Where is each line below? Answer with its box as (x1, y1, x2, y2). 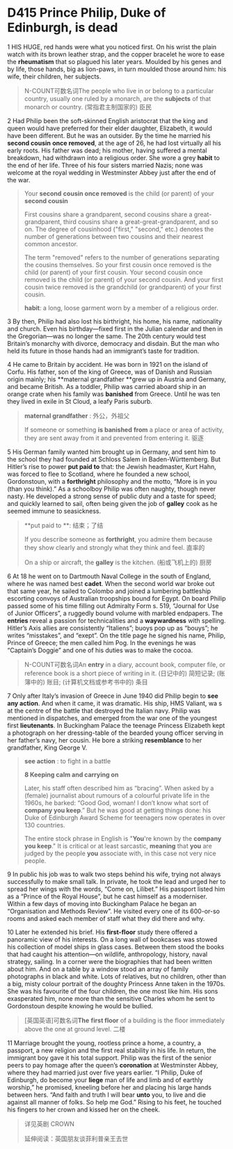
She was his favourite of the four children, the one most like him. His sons (7, 987, 218, 995)
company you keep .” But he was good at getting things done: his (24, 806, 211, 814)
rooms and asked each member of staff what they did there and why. (7, 914, 205, 923)
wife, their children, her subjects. (7, 72, 102, 81)
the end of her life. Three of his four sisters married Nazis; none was (7, 161, 203, 169)
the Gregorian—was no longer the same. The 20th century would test (7, 332, 207, 340)
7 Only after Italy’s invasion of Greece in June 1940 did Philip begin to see (7, 691, 219, 700)
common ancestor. (24, 239, 79, 248)
